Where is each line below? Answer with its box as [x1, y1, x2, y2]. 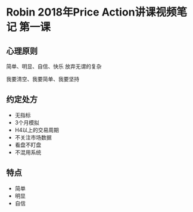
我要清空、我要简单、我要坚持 [6, 76, 79, 82]
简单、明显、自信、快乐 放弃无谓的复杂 [6, 63, 102, 70]
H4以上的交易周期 [14, 126, 60, 133]
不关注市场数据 [14, 133, 52, 141]
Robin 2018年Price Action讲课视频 [6, 5, 177, 19]
